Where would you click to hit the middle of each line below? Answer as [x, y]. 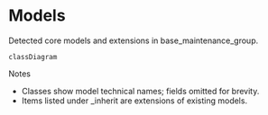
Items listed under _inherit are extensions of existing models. [134, 101]
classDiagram [33, 57]
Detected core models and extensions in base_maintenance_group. [134, 40]
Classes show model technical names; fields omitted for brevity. [140, 91]
